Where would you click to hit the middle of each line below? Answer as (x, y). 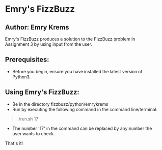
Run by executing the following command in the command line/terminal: (85, 109)
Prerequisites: (27, 60)
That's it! (14, 143)
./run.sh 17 (27, 119)
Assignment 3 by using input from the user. (49, 44)
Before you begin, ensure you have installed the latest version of (77, 71)
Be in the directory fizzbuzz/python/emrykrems (60, 104)
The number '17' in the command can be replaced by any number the (82, 128)
